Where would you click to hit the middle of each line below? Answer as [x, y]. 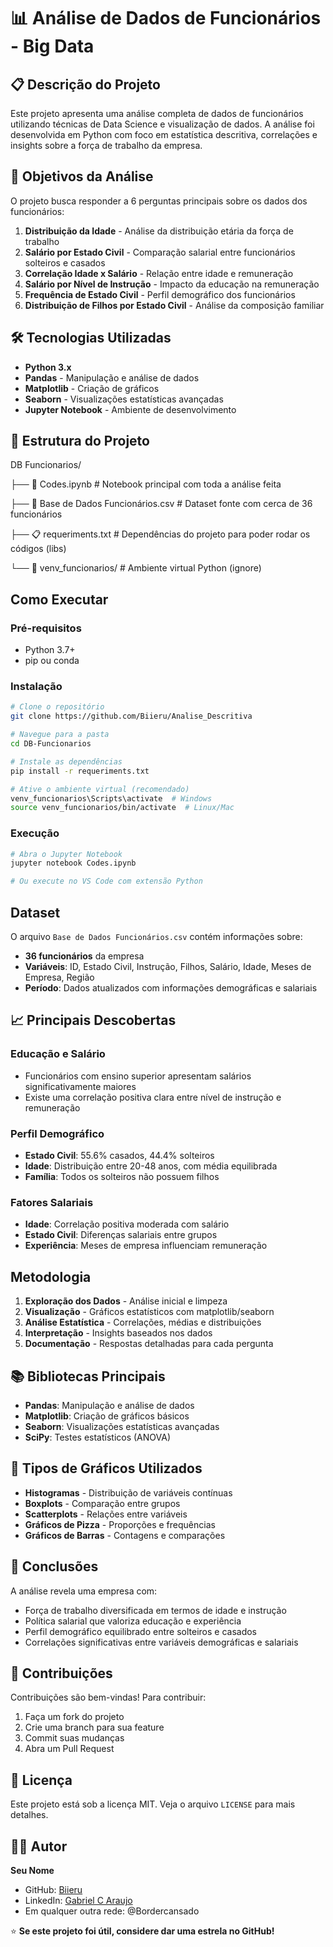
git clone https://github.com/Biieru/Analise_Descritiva [131, 716]
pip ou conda [52, 661]
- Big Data [52, 46]
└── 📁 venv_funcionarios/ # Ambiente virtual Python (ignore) [136, 568]
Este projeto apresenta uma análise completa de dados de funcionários [157, 113]
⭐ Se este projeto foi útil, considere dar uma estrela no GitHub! [142, 1931]
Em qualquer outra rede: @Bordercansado [112, 1911]
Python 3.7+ [50, 650]
